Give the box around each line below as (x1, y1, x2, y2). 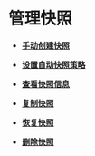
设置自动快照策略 (21, 59, 86, 70)
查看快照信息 (21, 78, 70, 89)
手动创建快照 (21, 40, 70, 51)
